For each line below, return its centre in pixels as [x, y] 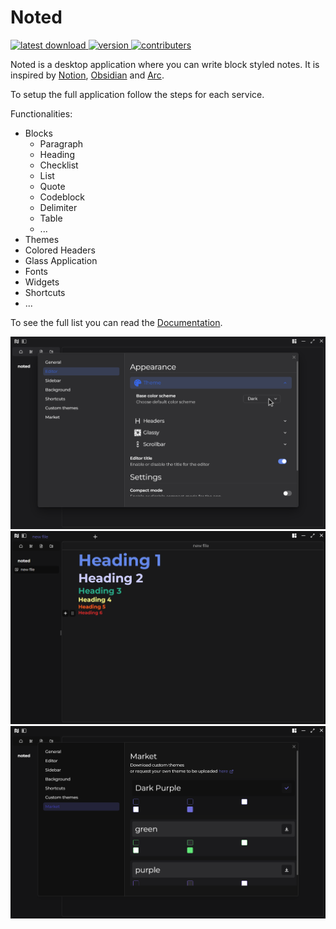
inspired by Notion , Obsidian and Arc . [87, 75]
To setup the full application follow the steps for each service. [137, 94]
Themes [42, 239]
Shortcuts [45, 292]
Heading [57, 154]
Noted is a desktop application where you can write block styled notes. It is [165, 64]
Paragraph [61, 143]
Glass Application [61, 260]
